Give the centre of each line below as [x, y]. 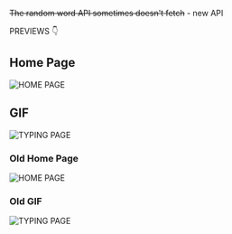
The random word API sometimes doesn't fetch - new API [116, 13]
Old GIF [26, 201]
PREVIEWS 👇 [34, 31]
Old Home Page [44, 158]
